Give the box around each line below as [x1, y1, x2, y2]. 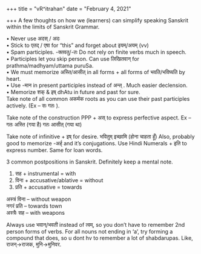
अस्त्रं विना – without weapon [6, 195, 71, 203]
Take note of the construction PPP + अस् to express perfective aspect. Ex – [6, 114, 192, 121]
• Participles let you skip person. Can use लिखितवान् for [6, 56, 139, 62]
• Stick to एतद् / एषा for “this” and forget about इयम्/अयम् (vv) [6, 42, 150, 49]
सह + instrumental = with [15, 170, 76, 177]
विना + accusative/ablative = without [15, 177, 104, 183]
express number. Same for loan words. [6, 147, 103, 153]
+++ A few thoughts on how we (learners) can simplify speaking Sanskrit [6, 17, 189, 24]
